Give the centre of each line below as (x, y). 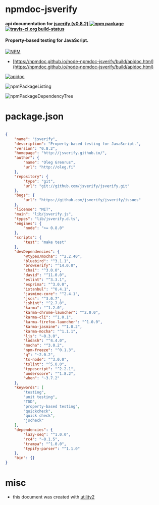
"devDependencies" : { (37, 251)
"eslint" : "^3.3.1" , (45, 280)
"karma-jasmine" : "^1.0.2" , (53, 326)
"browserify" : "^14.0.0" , (51, 266)
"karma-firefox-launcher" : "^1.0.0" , (63, 322)
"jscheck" (34, 420)
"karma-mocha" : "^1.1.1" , (51, 331)
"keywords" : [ (29, 388)
